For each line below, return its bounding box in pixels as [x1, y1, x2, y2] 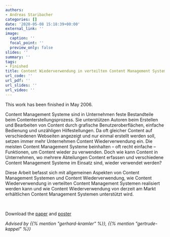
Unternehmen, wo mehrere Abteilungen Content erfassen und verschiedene [5, 154, 164, 160]
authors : [5, 7, 24, 13]
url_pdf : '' [5, 78, 30, 83]
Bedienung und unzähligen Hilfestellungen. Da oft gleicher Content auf [5, 127, 153, 133]
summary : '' [5, 54, 30, 60]
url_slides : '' [5, 83, 37, 88]
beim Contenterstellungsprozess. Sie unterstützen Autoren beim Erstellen [5, 116, 158, 123]
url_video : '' [5, 87, 35, 93]
